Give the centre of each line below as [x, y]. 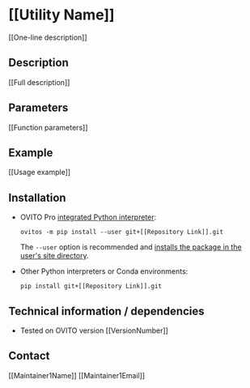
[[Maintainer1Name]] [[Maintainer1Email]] [77, 375]
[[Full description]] [39, 82]
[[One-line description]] [48, 37]
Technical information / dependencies [106, 311]
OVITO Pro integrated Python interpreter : [88, 217]
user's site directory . [54, 256]
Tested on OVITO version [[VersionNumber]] [94, 330]
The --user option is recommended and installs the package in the [131, 247]
